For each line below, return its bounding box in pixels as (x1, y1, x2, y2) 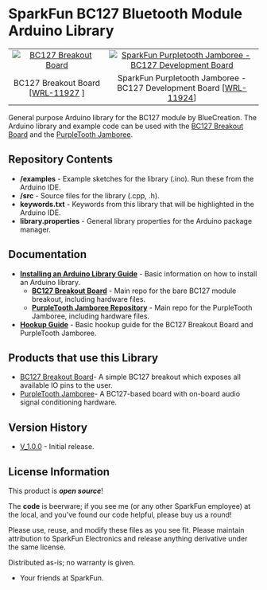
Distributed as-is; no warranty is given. (8, 558, 136, 567)
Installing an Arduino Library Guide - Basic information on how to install (19, 268, 257, 279)
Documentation (8, 248, 87, 261)
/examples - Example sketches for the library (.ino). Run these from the (19, 174, 254, 183)
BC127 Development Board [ (117, 82, 226, 93)
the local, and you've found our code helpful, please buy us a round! (8, 510, 232, 519)
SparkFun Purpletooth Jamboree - (117, 72, 247, 84)
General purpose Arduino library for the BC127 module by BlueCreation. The (8, 112, 257, 122)
